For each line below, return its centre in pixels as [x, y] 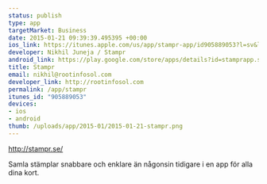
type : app [25, 23]
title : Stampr [32, 67]
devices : [23, 104]
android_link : [32, 60]
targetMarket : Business [48, 30]
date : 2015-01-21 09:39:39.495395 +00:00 [78, 38]
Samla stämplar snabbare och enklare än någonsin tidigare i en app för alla [130, 164]
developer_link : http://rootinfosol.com [76, 82]
